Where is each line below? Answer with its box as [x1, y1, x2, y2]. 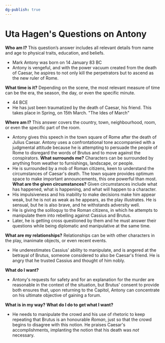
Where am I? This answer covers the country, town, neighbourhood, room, [5, 119, 156, 125]
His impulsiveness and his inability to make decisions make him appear [12, 191, 156, 197]
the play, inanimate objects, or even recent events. [5, 237, 107, 243]
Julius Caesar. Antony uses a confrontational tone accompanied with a [12, 139, 155, 145]
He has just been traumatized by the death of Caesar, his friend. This [12, 104, 152, 111]
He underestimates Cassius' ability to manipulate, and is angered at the [12, 247, 157, 253]
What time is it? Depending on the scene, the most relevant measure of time [5, 85, 160, 90]
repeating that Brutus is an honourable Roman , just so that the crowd [12, 316, 152, 322]
